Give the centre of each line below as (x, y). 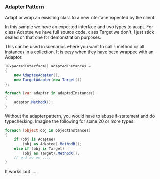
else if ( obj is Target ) (39, 148)
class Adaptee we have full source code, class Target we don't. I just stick (80, 32)
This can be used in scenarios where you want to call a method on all (75, 47)
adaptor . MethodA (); (34, 102)
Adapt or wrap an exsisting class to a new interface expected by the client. (80, 18)
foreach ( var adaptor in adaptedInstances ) (50, 93)
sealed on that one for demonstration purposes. (53, 37)
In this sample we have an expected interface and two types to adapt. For (79, 27)
